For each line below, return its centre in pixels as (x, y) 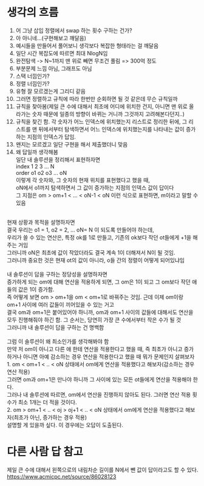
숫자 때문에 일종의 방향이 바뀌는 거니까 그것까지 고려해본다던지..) (108, 114)
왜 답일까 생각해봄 (37, 152)
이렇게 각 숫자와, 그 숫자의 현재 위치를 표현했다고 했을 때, (83, 180)
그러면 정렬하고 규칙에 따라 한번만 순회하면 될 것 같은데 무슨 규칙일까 (97, 98)
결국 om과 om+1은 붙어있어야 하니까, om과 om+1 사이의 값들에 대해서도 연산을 (100, 312)
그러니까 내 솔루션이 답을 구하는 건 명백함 (56, 327)
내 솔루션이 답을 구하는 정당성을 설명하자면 (57, 274)
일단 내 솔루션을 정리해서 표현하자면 (58, 159)
